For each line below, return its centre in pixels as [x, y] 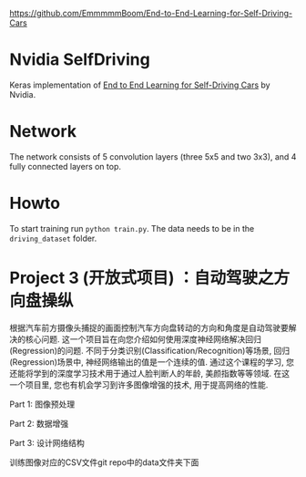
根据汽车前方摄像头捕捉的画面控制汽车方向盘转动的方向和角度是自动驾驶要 [149, 327]
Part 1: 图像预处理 [42, 404]
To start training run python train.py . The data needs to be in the [132, 228]
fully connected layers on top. [65, 166]
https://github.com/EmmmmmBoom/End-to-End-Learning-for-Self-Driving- [151, 13]
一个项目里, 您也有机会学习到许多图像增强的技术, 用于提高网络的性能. [139, 384]
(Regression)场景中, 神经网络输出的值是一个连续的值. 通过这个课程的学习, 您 [152, 362]
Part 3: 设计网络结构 [47, 442]
